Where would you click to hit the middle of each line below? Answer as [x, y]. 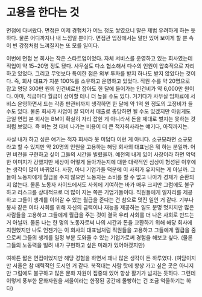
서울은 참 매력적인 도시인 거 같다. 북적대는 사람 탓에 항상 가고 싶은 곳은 [95, 265]
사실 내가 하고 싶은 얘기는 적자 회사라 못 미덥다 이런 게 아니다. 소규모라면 [91, 139]
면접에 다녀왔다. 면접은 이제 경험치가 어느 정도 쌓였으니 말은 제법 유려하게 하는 [98, 30]
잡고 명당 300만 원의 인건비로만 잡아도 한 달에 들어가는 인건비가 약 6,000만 [95, 88]
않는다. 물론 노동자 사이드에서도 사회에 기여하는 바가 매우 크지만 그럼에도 [98, 184]
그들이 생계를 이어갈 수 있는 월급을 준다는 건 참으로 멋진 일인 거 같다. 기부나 [106, 200]
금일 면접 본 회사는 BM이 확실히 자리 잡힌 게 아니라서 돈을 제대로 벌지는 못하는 [98, 119]
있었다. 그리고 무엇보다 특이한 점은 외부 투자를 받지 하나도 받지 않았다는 [101, 73]
